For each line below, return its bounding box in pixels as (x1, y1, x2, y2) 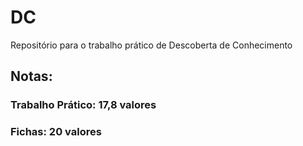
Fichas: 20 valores (10, 125, 102, 139)
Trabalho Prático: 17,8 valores (10, 98, 157, 112)
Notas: (10, 68, 53, 85)
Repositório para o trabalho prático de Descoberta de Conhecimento (10, 39, 293, 51)
